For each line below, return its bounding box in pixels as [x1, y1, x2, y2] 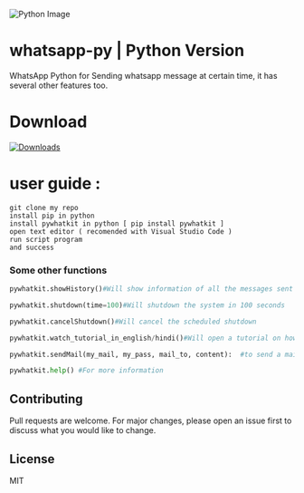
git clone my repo [9, 203, 79, 212]
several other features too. [9, 80, 109, 91]
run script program [9, 235, 83, 244]
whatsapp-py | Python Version [9, 41, 245, 61]
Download [9, 111, 88, 132]
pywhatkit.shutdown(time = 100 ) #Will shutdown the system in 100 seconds [9, 300, 285, 310]
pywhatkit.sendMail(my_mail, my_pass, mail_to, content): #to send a [9, 350, 281, 359]
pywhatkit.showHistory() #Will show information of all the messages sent [9, 285, 294, 294]
